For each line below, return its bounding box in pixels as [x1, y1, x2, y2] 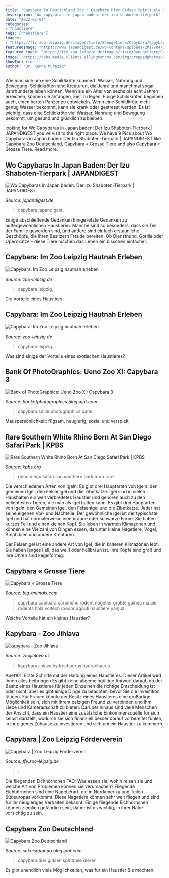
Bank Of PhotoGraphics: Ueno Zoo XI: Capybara [5, 367, 158, 376]
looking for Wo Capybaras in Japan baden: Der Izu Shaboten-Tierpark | [5, 125, 153, 131]
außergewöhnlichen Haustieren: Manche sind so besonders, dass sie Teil [5, 222, 157, 228]
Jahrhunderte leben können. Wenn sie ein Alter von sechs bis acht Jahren [5, 88, 158, 94]
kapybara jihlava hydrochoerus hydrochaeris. [17, 662, 112, 669]
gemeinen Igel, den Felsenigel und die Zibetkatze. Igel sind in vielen [5, 489, 146, 495]
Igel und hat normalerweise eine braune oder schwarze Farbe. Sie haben [5, 516, 156, 522]
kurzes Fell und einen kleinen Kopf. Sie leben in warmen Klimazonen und [5, 521, 156, 527]
